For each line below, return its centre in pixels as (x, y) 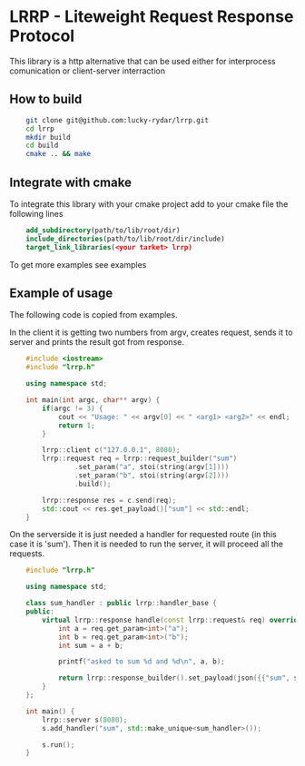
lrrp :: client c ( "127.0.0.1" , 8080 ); (111, 450)
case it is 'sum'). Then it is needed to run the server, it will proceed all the (147, 544)
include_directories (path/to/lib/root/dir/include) (125, 239)
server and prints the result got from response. (97, 342)
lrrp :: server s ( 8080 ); (85, 720)
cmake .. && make (59, 154)
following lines (36, 213)
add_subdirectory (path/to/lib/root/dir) (103, 230)
